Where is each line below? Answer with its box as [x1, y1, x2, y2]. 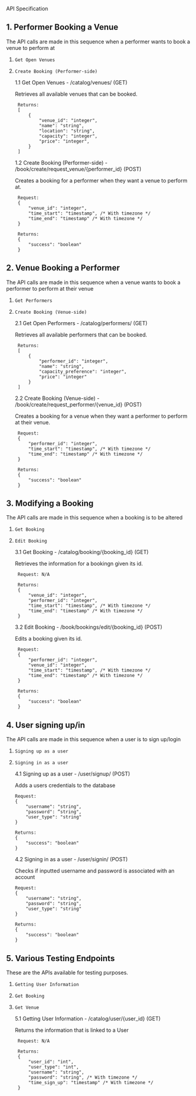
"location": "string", [39, 128, 95, 134]
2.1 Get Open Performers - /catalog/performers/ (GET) [14, 319, 148, 326]
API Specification [6, 5, 49, 12]
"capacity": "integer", [39, 133, 98, 139]
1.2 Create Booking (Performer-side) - [14, 159, 108, 166]
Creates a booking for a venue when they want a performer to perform [14, 412, 188, 420]
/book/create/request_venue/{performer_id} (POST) [14, 165, 141, 172]
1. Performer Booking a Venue [6, 22, 119, 32]
